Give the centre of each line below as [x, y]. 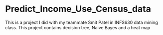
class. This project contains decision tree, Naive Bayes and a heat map [78, 27]
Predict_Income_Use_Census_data [78, 9]
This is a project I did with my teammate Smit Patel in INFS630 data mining [82, 22]
